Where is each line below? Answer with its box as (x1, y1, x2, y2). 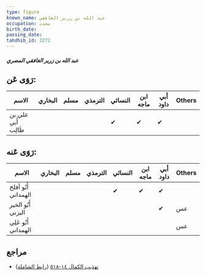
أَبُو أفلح (9, 183, 29, 191)
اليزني (9, 208, 26, 217)
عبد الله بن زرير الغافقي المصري (6, 56, 79, 64)
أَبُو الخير (9, 201, 31, 209)
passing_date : (6, 32, 43, 38)
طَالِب (9, 126, 25, 134)
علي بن (9, 110, 29, 119)
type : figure (6, 9, 40, 15)
